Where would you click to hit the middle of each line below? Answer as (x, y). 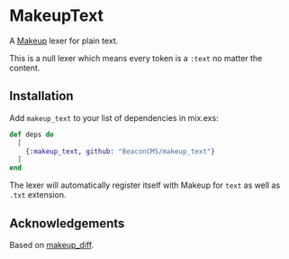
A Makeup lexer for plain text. (64, 41)
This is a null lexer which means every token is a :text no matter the (136, 58)
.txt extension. (38, 195)
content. (25, 68)
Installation (41, 96)
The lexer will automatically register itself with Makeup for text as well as (145, 185)
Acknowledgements (67, 223)
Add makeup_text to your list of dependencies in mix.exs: (114, 117)
